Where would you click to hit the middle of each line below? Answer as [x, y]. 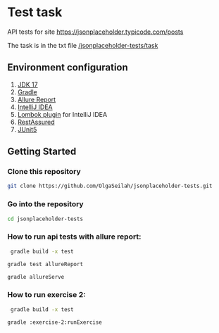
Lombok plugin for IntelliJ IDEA [62, 114]
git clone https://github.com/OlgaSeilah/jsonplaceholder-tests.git [110, 186]
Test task [35, 12]
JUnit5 [27, 129]
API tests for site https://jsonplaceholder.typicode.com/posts [95, 32]
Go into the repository [45, 204]
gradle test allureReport [45, 264]
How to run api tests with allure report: [74, 237]
